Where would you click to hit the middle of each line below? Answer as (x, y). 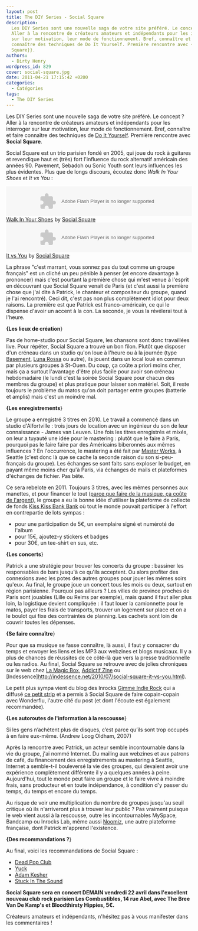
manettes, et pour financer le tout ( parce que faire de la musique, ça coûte (97, 493)
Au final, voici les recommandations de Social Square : (72, 851)
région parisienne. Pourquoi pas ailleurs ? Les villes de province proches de (98, 591)
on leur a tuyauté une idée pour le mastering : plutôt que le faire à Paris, (93, 438)
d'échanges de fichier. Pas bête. (45, 476)
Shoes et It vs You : (29, 178)
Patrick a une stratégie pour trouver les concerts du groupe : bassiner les (95, 565)
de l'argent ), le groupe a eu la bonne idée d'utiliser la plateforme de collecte (98, 500)
